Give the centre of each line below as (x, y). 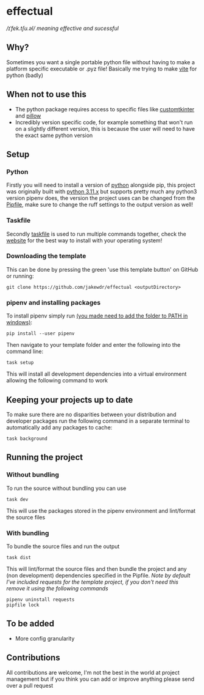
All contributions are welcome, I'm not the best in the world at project (93, 672)
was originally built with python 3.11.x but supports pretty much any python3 (102, 191)
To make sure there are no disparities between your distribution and (91, 414)
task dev (17, 499)
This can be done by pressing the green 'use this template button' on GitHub (102, 269)
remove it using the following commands (57, 588)
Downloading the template (46, 256)
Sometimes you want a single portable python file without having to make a (100, 62)
